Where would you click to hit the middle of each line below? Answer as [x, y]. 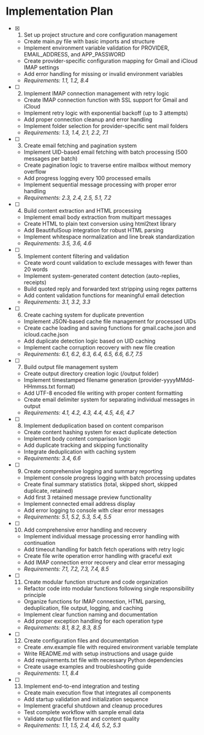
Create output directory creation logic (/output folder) [91, 373]
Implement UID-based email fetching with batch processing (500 [106, 152]
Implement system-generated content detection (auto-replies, [102, 276]
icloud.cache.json [46, 334]
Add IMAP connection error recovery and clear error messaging [104, 562]
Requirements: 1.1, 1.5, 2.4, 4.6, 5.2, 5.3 [72, 725]
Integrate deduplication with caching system [80, 451]
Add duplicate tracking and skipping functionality [86, 445]
